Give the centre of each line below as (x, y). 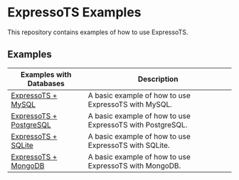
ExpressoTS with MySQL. (130, 104)
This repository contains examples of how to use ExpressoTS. (98, 32)
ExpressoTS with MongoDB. (134, 166)
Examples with (46, 74)
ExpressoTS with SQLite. (129, 145)
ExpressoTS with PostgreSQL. (138, 125)
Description (158, 79)
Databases (46, 83)
